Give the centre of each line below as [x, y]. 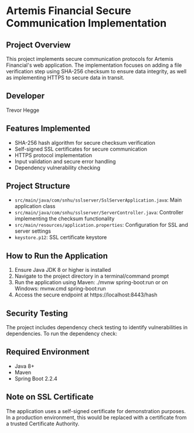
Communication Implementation [86, 23]
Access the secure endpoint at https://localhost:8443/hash [86, 295]
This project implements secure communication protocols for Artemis [90, 59]
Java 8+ [24, 366]
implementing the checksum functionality [64, 219]
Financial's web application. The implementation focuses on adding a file [94, 65]
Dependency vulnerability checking [57, 168]
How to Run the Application [57, 256]
